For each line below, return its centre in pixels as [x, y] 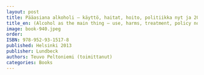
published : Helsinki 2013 [39, 46]
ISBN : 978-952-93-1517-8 [38, 40]
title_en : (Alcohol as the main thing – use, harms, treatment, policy [99, 23]
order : [15, 34]
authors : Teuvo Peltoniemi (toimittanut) [59, 57]
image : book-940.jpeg [34, 29]
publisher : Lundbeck [32, 51]
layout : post [23, 12]
